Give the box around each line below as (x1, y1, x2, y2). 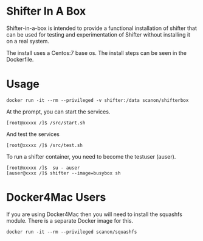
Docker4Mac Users (6, 190, 106, 204)
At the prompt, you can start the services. (6, 108, 111, 115)
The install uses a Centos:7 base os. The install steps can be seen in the (6, 49, 187, 56)
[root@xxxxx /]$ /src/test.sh (6, 142, 83, 148)
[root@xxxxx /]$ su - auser (6, 165, 80, 171)
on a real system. (6, 37, 50, 45)
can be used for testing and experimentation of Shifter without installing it (6, 31, 190, 38)
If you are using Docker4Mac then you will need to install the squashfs (6, 210, 182, 218)
